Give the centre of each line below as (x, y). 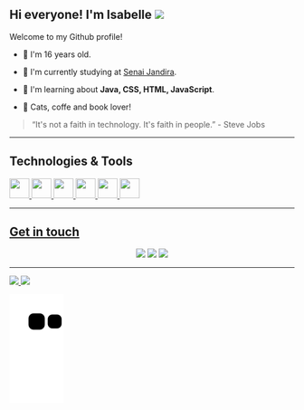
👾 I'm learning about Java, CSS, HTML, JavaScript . (119, 89)
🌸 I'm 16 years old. (57, 54)
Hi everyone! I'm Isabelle (81, 15)
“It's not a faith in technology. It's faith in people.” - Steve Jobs (148, 124)
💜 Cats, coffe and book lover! (76, 107)
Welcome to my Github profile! (66, 36)
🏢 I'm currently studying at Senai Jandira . (100, 72)
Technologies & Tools (71, 162)
